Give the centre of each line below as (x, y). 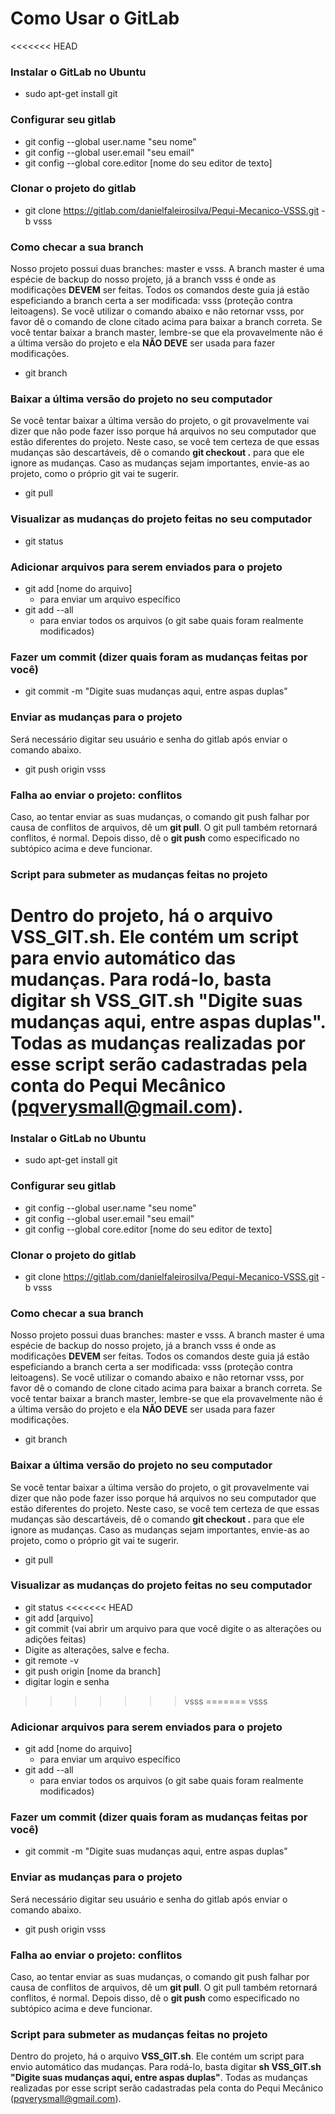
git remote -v (51, 1660)
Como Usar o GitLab (95, 18)
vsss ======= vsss (226, 1701)
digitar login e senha (67, 1681)
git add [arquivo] (59, 1618)
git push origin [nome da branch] (92, 1671)
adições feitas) (55, 1639)
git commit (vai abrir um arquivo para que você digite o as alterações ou (173, 1628)
